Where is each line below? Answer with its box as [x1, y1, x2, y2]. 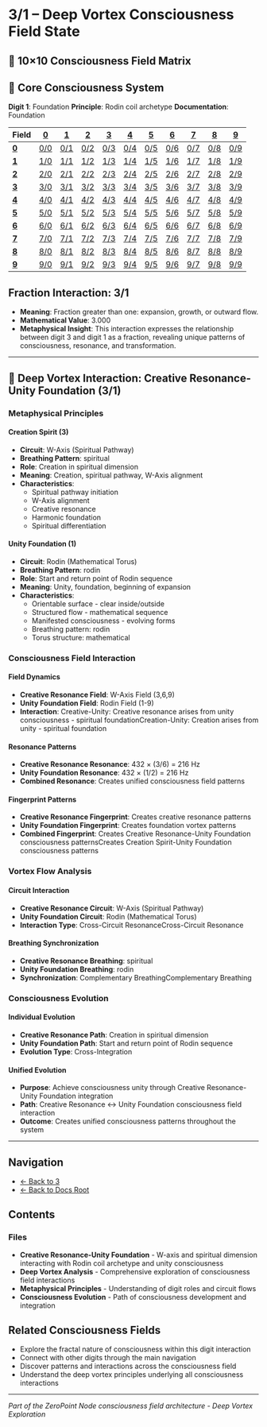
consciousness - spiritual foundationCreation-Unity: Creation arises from [19, 715, 259, 725]
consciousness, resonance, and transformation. [19, 341, 176, 350]
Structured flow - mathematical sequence [31, 607, 168, 617]
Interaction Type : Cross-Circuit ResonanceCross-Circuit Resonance [19, 920, 244, 930]
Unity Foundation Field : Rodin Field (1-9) [19, 698, 155, 708]
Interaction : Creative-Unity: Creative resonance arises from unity [19, 707, 234, 717]
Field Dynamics [8, 672, 61, 682]
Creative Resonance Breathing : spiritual [19, 956, 153, 965]
